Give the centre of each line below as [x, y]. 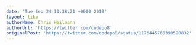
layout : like [22, 17]
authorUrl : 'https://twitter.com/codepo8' [59, 28]
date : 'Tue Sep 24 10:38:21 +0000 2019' [57, 11]
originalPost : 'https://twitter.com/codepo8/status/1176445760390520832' [99, 33]
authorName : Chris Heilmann [41, 22]
